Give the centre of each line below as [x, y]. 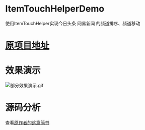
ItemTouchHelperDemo [55, 9]
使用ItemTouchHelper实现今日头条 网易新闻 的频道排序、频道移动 [73, 23]
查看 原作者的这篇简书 [27, 122]
